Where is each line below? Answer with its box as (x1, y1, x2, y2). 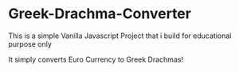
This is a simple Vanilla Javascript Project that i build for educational (8, 31, 232, 40)
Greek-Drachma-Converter (8, 5, 191, 23)
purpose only (8, 39, 52, 48)
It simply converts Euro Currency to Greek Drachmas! (8, 55, 184, 64)
